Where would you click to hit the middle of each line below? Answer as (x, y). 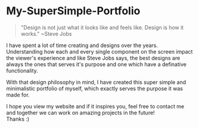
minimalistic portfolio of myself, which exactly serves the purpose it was (95, 88)
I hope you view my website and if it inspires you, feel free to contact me (95, 106)
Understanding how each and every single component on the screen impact (99, 51)
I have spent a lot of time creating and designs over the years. (82, 45)
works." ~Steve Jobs (46, 33)
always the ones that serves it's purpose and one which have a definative (96, 64)
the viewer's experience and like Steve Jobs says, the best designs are (93, 58)
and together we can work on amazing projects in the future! (80, 113)
